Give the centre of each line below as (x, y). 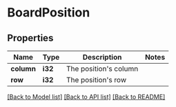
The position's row (97, 80)
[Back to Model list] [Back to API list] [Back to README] (86, 97)
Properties (30, 38)
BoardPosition (49, 13)
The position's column (102, 69)
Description (102, 57)
